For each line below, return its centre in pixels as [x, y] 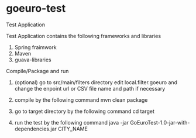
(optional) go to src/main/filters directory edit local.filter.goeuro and [96, 82]
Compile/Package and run [37, 71]
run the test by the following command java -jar [71, 122]
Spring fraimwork [35, 47]
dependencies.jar [36, 129]
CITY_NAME [73, 129]
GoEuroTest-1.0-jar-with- [160, 122]
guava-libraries [33, 60]
